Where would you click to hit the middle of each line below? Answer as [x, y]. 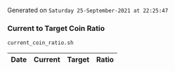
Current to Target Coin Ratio [56, 28]
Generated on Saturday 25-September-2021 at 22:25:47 [88, 10]
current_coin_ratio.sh [40, 43]
